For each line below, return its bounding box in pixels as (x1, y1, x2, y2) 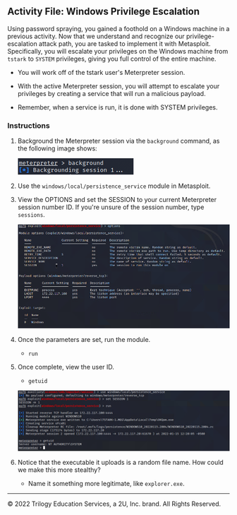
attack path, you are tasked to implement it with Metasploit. (38, 39, 211, 48)
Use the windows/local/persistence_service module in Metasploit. (17, 182, 211, 190)
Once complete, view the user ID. (17, 363, 115, 372)
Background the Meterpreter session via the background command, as (17, 137, 220, 146)
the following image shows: (17, 144, 97, 153)
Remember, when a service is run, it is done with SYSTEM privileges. (17, 102, 218, 112)
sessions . (17, 211, 46, 219)
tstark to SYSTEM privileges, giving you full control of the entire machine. (7, 54, 217, 63)
